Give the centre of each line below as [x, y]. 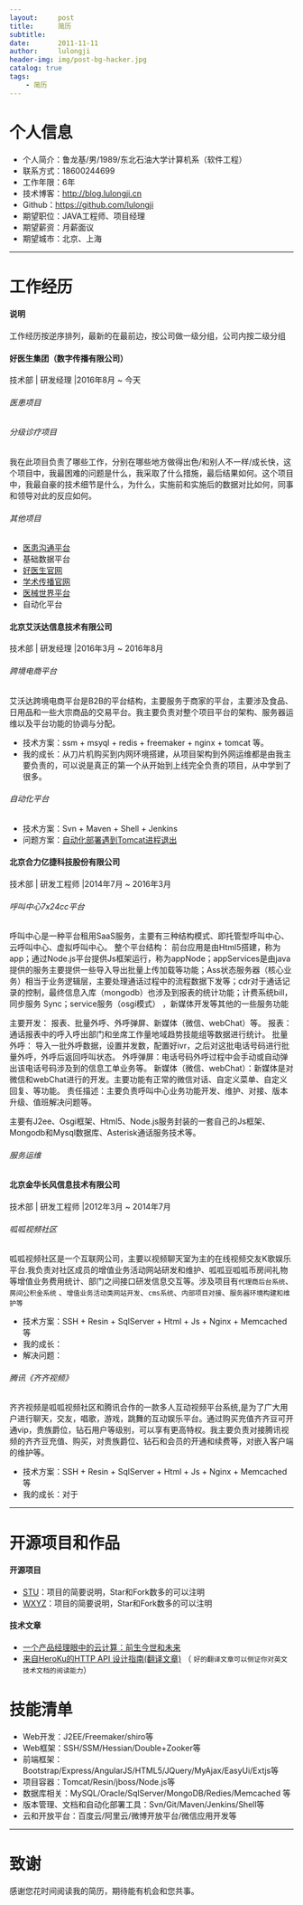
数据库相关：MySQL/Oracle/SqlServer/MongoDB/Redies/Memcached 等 [156, 1793]
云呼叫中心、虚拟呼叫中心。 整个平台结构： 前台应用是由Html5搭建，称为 [145, 948]
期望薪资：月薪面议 [58, 227]
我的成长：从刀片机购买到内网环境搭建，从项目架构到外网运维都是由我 [153, 754]
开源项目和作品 [65, 1543]
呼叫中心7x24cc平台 [47, 906]
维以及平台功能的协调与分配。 [64, 723]
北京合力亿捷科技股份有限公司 [64, 862]
